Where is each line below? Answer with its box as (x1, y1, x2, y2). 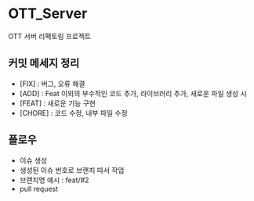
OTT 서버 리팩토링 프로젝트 (8, 31, 92, 41)
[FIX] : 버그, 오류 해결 (19, 79, 85, 88)
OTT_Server (8, 5, 88, 23)
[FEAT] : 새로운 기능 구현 (19, 99, 96, 108)
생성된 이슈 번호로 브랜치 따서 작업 (19, 165, 125, 174)
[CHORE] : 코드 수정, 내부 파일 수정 (19, 108, 128, 117)
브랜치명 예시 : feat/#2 (19, 175, 89, 185)
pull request (19, 184, 59, 193)
